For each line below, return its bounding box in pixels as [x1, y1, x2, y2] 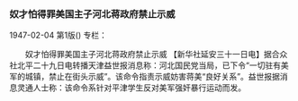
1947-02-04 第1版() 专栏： [9, 29, 108, 41]
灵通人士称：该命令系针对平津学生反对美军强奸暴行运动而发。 [16, 82, 246, 93]
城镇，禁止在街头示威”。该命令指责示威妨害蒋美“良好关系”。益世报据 [24, 72, 281, 82]
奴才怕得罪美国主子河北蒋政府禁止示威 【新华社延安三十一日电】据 [24, 49, 272, 60]
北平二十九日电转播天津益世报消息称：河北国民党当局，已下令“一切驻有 [16, 60, 282, 71]
